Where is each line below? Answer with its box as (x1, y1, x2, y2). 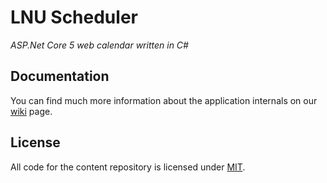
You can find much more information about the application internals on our (10, 94, 318, 106)
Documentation (10, 68, 110, 85)
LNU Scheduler (10, 6, 138, 29)
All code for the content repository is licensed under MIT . (10, 161, 246, 173)
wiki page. (10, 105, 53, 117)
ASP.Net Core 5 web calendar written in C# (10, 39, 189, 51)
